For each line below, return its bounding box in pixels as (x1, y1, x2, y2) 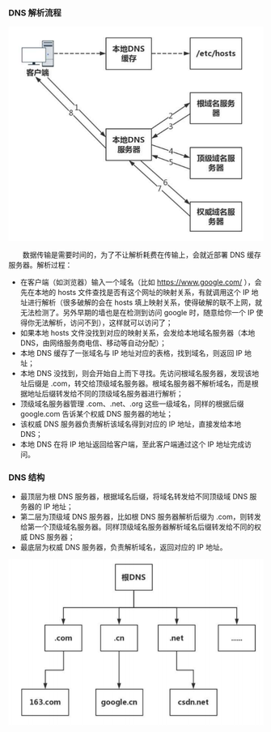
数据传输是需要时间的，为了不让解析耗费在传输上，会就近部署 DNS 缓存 (22, 250, 261, 259)
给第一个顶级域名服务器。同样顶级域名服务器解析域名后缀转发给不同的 (19, 522, 255, 532)
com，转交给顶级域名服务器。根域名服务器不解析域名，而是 (52, 379, 252, 388)
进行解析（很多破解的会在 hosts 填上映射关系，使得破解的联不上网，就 (27, 298, 263, 307)
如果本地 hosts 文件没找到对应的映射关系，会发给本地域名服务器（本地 (19, 327, 256, 337)
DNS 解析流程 (8, 6, 62, 18)
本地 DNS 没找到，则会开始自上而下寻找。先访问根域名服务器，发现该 (19, 368, 252, 378)
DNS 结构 (8, 472, 45, 483)
